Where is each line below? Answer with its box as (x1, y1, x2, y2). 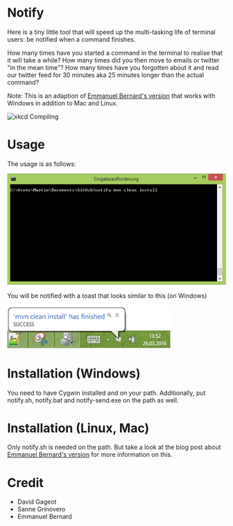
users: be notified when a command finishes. (7, 35, 136, 43)
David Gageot (17, 498, 57, 506)
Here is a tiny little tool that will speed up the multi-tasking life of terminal (7, 28, 216, 36)
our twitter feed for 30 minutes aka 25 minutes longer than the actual (7, 71, 205, 79)
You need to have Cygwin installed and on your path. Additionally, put (7, 389, 206, 397)
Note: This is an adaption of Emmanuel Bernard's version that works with (7, 92, 216, 100)
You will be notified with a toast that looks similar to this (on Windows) (7, 291, 207, 300)
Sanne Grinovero (17, 505, 66, 514)
